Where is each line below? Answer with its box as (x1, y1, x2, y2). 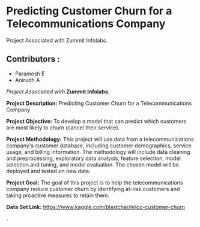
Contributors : (6, 54, 60, 64)
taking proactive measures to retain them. (6, 192, 110, 199)
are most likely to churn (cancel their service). (6, 124, 120, 131)
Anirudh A (14, 76, 40, 83)
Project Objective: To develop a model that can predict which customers (6, 117, 187, 125)
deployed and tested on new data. (6, 167, 91, 174)
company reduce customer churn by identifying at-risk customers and (6, 185, 180, 192)
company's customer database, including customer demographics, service (6, 142, 192, 149)
